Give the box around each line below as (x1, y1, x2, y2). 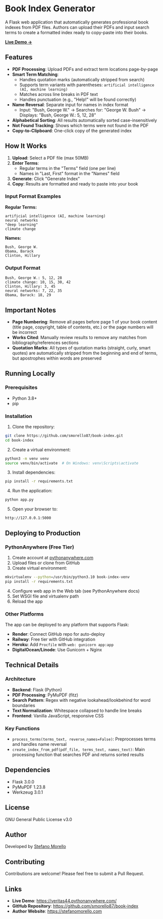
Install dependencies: (12, 469, 56, 475)
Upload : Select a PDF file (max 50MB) (12, 155, 89, 161)
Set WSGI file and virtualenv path (12, 593, 79, 599)
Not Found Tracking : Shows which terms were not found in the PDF (12, 122, 149, 128)
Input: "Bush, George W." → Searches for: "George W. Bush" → (19, 107, 146, 113)
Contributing (5, 857, 45, 866)
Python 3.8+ (12, 395, 38, 401)
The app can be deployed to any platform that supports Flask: (5, 621, 129, 627)
